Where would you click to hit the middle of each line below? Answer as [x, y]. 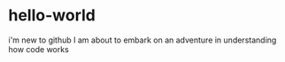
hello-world [52, 15]
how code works [39, 49]
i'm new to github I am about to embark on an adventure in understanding [142, 40]
